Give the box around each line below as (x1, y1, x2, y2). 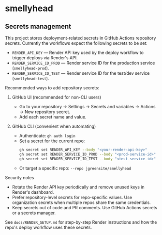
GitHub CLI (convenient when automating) (12, 123, 96, 129)
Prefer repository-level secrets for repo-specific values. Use (12, 194, 132, 200)
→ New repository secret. (19, 109, 71, 115)
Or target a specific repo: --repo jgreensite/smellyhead (19, 165, 132, 171)
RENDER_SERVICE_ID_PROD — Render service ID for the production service (12, 60, 155, 66)
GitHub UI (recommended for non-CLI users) (12, 94, 102, 100)
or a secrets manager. (12, 210, 56, 216)
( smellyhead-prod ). (12, 65, 49, 71)
